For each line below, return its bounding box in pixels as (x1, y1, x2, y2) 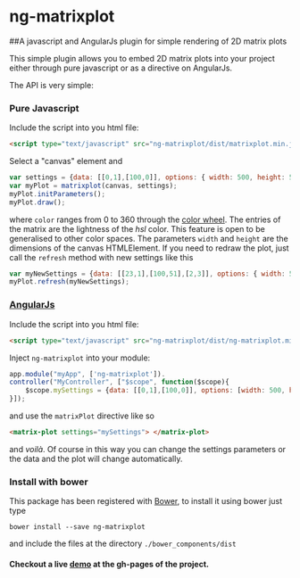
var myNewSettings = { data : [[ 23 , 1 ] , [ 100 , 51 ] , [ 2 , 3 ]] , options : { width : (9, 269, 286, 278)
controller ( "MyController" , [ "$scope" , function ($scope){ (9, 377, 229, 387)
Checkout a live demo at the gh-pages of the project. (9, 558, 210, 569)
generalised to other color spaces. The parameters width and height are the (9, 233, 288, 244)
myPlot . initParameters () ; (9, 189, 105, 198)
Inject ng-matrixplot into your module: (9, 352, 151, 363)
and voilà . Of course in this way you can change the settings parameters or (9, 443, 287, 454)
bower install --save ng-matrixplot (9, 523, 146, 532)
